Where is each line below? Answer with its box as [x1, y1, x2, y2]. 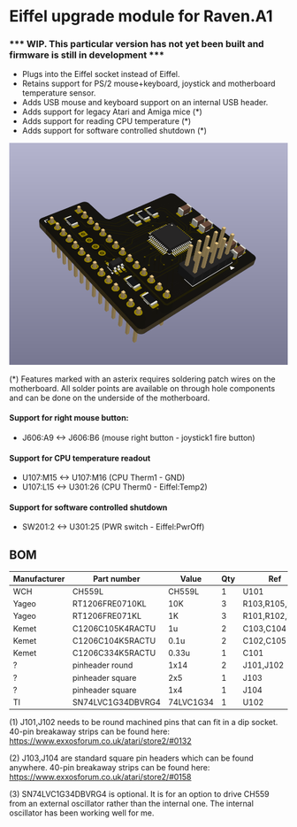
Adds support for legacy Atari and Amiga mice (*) [21, 106, 202, 117]
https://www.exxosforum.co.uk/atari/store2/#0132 [9, 735, 192, 746]
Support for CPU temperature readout [9, 452, 151, 463]
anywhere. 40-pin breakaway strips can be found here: [9, 761, 210, 772]
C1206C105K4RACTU [72, 622, 156, 634]
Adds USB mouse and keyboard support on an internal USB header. [21, 97, 269, 108]
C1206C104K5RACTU [72, 635, 156, 645]
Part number [92, 573, 141, 584]
